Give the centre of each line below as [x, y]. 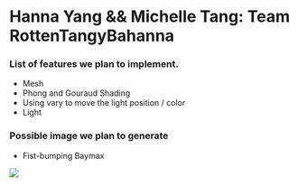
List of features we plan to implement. [94, 64]
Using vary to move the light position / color [104, 103]
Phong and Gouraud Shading [76, 93]
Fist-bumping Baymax [63, 155]
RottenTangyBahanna [92, 36]
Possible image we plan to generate [89, 136]
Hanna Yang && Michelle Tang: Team [150, 17]
